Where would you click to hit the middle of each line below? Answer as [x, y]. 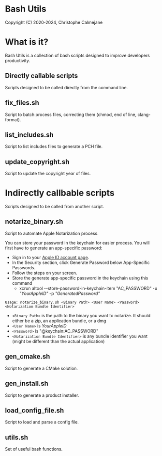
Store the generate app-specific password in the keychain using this [80, 278]
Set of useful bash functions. [34, 449]
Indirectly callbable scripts [60, 193]
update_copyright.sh [37, 162]
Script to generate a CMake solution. [42, 368]
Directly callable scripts [42, 76]
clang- [144, 114]
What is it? [27, 42]
